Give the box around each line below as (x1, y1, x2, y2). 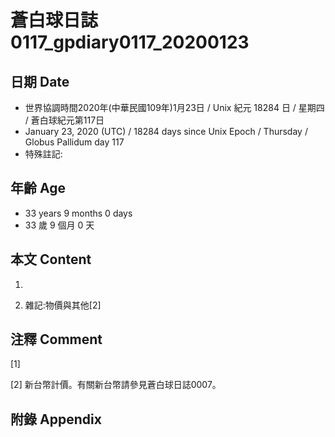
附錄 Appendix (10, 411, 102, 428)
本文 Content (10, 251, 92, 268)
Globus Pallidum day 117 (24, 136, 125, 148)
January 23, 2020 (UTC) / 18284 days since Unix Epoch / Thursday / (24, 126, 308, 137)
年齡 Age (10, 180, 66, 197)
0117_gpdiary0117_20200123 (10, 31, 250, 54)
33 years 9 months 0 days (24, 207, 133, 219)
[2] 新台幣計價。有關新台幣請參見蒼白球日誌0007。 (10, 379, 222, 391)
